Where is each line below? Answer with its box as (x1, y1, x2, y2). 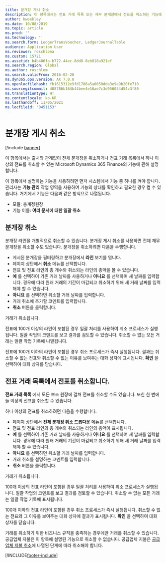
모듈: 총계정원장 (12, 201, 43, 207)
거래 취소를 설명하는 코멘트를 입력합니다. (12, 456, 91, 462)
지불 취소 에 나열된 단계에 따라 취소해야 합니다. (14, 542, 103, 548)
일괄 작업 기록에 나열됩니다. (14, 338, 68, 344)
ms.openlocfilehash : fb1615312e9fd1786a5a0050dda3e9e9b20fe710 (5, 81, 139, 86)
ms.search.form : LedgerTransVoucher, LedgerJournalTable (5, 40, 126, 45)
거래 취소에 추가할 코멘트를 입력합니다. (12, 298, 87, 304)
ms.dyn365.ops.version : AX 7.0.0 (5, 77, 75, 82)
